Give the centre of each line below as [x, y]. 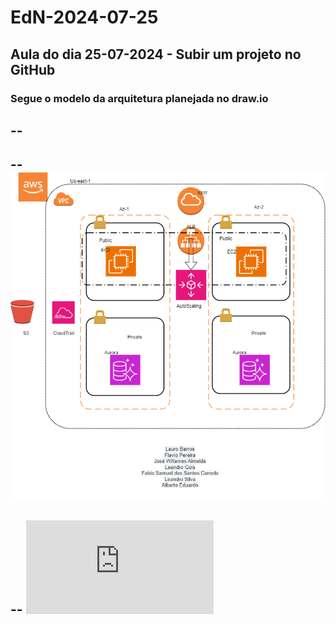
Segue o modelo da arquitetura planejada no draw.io [139, 98]
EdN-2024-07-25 [84, 17]
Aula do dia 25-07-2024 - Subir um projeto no [156, 54]
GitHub [33, 69]
